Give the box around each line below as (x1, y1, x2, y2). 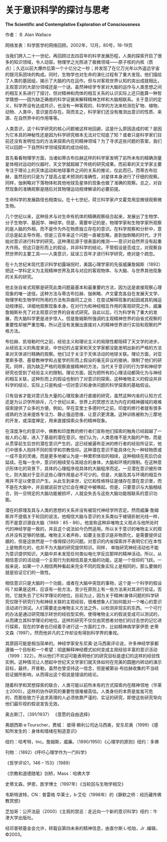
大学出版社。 (9, 815, 36, 821)
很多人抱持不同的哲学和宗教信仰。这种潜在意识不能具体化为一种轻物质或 (13, 447, 162, 453)
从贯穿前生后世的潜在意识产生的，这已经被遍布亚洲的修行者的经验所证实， (5, 440, 158, 446)
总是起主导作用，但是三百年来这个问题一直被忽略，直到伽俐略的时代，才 (9, 232, 158, 238)
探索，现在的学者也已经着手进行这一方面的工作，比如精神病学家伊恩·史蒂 (9, 623, 159, 629)
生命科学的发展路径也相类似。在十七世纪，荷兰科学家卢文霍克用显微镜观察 (5, 196, 158, 202)
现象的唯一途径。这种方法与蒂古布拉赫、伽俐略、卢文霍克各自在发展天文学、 (5, 290, 162, 296)
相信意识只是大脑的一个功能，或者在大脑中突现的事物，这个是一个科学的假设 (5, 580, 162, 586)
